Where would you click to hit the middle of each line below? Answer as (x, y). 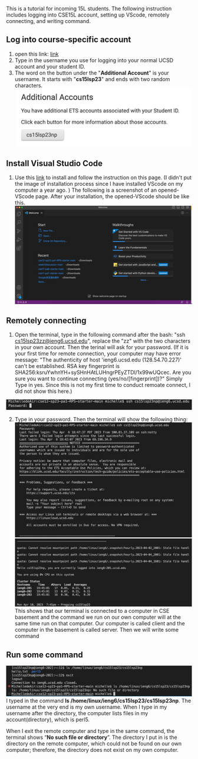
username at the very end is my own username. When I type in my (87, 707)
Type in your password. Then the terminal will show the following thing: (101, 419)
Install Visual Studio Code (55, 163)
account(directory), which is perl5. (48, 720)
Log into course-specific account (69, 40)
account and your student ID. (50, 66)
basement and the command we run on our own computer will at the (98, 617)
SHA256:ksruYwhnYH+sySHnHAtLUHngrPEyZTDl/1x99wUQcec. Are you (103, 373)
